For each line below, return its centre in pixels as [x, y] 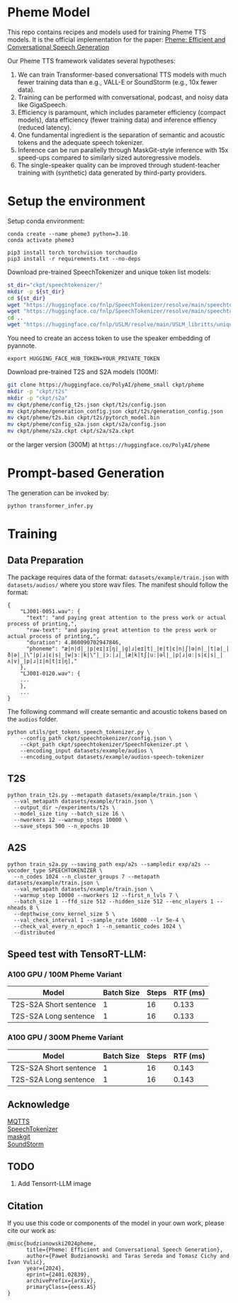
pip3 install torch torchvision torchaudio [73, 253]
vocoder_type [27, 870]
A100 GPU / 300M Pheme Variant [66, 1038]
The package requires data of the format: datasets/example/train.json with [118, 577]
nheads [17, 908]
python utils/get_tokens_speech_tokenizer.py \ [79, 732]
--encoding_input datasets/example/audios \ [87, 751]
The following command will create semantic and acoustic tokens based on [117, 711]
